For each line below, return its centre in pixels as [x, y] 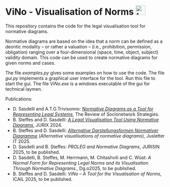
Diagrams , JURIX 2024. [37, 125]
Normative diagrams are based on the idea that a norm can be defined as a [84, 41]
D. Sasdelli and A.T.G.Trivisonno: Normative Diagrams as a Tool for [83, 109]
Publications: [19, 99]
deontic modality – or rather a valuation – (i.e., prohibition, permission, [78, 46]
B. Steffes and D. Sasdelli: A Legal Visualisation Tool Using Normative [86, 119]
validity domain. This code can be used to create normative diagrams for [81, 57]
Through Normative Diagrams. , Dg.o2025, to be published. [74, 168]
